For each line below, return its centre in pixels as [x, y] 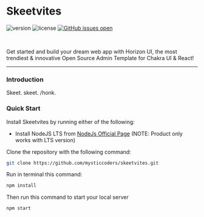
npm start [19, 208]
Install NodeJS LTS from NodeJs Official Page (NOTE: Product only [99, 133]
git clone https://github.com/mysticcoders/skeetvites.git [83, 163]
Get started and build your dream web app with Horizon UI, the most [92, 51]
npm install [21, 186]
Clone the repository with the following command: [69, 152]
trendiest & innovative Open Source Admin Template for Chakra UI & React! [100, 58]
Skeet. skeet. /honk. [31, 93]
